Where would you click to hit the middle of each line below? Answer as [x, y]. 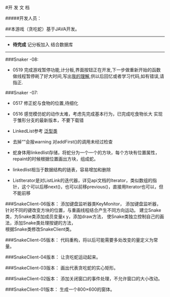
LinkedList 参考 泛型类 [35, 131]
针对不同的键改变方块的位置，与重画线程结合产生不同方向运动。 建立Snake [83, 210]
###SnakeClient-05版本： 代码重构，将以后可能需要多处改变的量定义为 [79, 240]
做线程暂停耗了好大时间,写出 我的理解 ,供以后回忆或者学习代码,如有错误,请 [88, 76]
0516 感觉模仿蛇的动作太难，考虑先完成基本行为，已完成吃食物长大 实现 [88, 114]
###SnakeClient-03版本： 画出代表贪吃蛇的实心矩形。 [62, 268]
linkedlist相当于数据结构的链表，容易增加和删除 [62, 170]
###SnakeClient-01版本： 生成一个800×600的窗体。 [60, 289]
